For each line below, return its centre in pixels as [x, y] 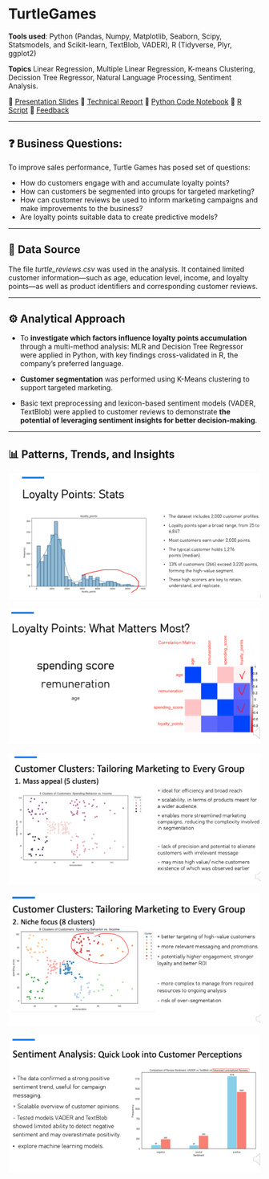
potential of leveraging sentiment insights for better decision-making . [139, 420]
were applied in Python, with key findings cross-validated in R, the [129, 355]
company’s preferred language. [72, 364]
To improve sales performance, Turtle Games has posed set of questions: [129, 167]
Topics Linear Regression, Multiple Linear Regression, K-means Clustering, [132, 68]
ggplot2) [22, 53]
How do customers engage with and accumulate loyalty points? [124, 182]
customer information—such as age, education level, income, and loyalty [128, 277]
